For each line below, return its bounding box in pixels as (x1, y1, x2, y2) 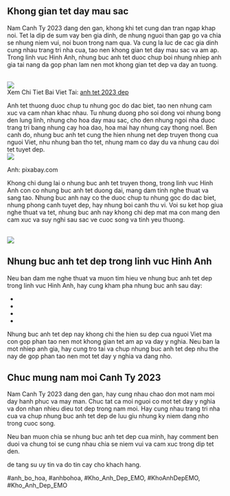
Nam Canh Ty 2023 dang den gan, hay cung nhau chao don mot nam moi (7, 390, 215, 398)
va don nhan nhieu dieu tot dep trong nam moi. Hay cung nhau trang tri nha (7, 404, 220, 413)
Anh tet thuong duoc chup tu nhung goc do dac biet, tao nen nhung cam (7, 101, 212, 110)
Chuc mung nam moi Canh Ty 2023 (7, 372, 161, 384)
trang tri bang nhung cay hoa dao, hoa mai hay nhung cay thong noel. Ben (7, 123, 218, 132)
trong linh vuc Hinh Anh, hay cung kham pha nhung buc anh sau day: (7, 281, 203, 289)
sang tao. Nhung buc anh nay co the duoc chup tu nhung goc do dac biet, (7, 193, 216, 202)
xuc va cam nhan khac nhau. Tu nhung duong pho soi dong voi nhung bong (7, 108, 221, 116)
